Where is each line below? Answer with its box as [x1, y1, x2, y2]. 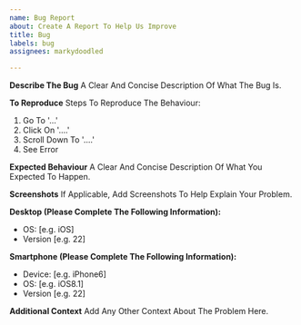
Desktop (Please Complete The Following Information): [9, 206, 221, 218]
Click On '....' [22, 124, 70, 136]
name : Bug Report [9, 13, 75, 23]
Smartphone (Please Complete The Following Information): [9, 251, 237, 262]
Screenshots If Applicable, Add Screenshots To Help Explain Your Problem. [9, 189, 293, 200]
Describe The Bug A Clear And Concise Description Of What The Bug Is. [9, 80, 282, 91]
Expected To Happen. [9, 172, 91, 182]
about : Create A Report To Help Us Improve [9, 22, 177, 31]
